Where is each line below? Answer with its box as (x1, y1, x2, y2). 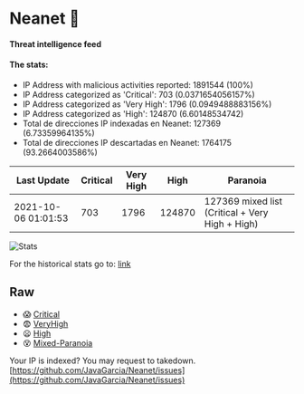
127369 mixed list (204, 195, 283, 207)
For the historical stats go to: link (9, 258, 131, 269)
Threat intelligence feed (9, 38, 102, 49)
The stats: (9, 59, 49, 71)
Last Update (16, 174, 71, 187)
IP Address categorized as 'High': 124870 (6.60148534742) (22, 108, 244, 119)
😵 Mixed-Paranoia (22, 337, 93, 348)
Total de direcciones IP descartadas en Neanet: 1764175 (22, 137, 233, 148)
